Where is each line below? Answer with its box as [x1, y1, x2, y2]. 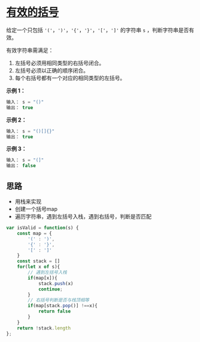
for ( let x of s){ [17, 264, 60, 270]
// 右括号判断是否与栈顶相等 [28, 297, 90, 303]
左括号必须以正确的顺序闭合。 [14, 66, 89, 74]
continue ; [38, 286, 63, 292]
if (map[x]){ [28, 275, 58, 281]
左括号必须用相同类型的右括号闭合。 [14, 59, 105, 66]
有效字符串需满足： [6, 46, 54, 54]
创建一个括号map [14, 205, 58, 213]
